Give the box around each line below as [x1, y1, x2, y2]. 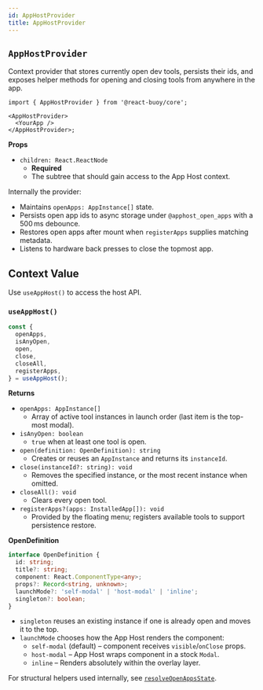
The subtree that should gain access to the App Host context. [31, 172, 231, 182]
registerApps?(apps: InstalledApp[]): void [19, 505, 165, 513]
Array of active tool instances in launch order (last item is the [31, 412, 228, 421]
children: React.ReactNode [19, 156, 108, 165]
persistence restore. [31, 520, 97, 530]
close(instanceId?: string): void [19, 464, 133, 472]
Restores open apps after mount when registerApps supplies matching [19, 227, 249, 237]
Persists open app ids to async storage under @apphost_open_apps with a [19, 211, 254, 220]
